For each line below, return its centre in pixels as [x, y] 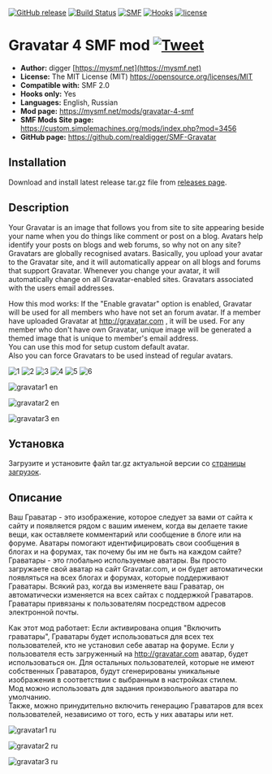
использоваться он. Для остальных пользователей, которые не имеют [132, 663]
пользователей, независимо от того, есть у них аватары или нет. [121, 715]
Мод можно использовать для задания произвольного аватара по [124, 689]
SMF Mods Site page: [57, 120]
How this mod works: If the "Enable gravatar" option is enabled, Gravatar [130, 303]
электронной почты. [44, 612]
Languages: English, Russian [69, 102]
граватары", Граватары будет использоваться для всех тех [111, 637]
